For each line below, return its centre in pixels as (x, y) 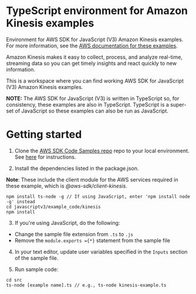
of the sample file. (36, 258)
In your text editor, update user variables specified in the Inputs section (101, 252)
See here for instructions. (45, 157)
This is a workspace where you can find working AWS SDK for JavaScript (95, 81)
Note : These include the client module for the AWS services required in (92, 179)
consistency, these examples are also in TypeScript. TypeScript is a (87, 104)
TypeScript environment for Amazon (97, 11)
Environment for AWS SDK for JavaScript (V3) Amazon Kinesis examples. (95, 39)
